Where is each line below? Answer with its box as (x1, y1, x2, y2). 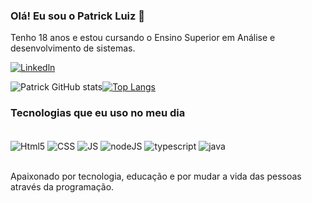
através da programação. (10, 181, 115, 193)
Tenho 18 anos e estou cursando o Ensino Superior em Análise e (10, 32, 276, 44)
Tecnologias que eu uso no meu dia (10, 106, 186, 120)
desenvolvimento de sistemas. (10, 42, 136, 54)
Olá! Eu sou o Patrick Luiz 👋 (10, 9, 145, 23)
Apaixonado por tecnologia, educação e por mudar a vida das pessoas (10, 170, 302, 183)
